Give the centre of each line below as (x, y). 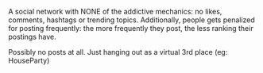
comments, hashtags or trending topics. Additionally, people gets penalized (132, 20)
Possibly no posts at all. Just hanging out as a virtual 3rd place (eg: (118, 52)
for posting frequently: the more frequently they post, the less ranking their (131, 28)
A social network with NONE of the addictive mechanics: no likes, (115, 12)
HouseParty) (29, 60)
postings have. (33, 36)
